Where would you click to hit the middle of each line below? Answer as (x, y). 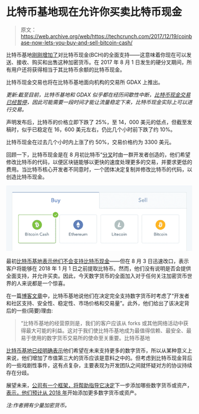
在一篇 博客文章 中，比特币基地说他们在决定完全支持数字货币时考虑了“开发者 (98, 296)
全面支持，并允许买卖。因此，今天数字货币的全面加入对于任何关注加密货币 (97, 276)
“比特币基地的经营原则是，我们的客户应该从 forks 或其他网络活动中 (102, 323)
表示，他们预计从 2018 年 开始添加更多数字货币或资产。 (73, 392)
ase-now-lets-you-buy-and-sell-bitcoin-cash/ (76, 43)
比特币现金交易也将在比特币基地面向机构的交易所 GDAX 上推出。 (85, 82)
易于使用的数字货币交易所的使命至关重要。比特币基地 (85, 338)
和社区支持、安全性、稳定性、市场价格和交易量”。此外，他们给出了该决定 (95, 303)
